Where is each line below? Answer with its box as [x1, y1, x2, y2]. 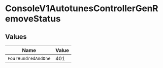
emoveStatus [5, 13, 61, 24]
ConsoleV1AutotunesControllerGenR [5, 3, 159, 14]
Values [5, 33, 27, 41]
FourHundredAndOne [7, 56, 51, 61]
